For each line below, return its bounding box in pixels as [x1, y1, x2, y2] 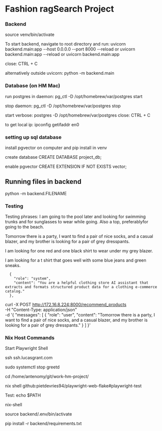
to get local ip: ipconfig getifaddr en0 [5, 121, 79, 127]
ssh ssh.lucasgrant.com [5, 355, 53, 361]
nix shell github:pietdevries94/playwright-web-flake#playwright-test [5, 383, 142, 389]
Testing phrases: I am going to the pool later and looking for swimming [5, 214, 146, 219]
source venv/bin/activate [5, 32, 55, 37]
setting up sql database [5, 133, 62, 140]
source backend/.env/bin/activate [5, 411, 72, 417]
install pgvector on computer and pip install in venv [5, 145, 107, 151]
